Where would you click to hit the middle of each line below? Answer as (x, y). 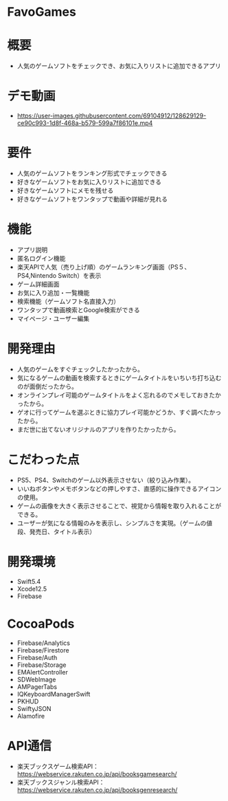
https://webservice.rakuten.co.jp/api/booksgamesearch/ (97, 773)
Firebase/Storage (42, 665)
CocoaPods (41, 624)
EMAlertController (43, 672)
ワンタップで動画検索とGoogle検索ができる (78, 309)
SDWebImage (36, 679)
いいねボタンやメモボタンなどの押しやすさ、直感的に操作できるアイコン (119, 488)
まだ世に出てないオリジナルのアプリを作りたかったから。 (98, 429)
